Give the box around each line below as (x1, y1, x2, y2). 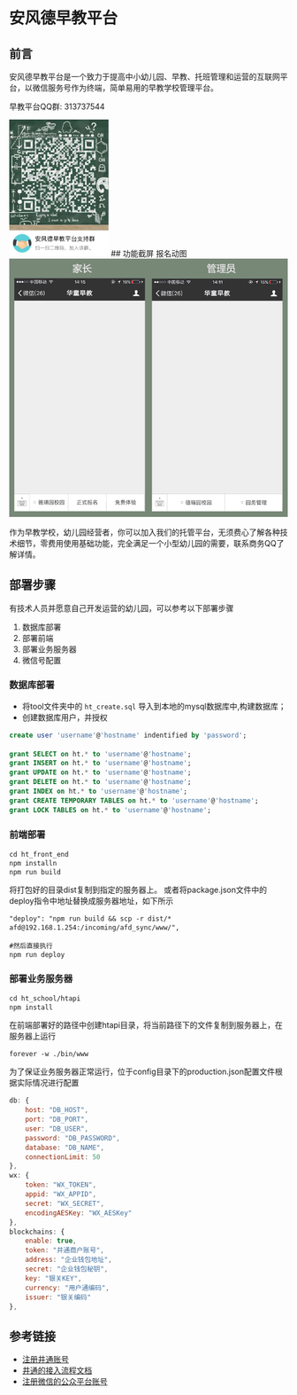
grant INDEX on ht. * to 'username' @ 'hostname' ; (9, 787, 188, 796)
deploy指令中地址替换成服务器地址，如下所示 (9, 896, 174, 905)
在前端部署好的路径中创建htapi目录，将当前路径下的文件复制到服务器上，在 (9, 1020, 283, 1031)
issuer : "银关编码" (25, 1292, 91, 1302)
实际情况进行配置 (16, 1078, 80, 1088)
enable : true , (25, 1236, 77, 1246)
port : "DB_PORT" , (25, 1115, 89, 1125)
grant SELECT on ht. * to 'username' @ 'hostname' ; (9, 749, 192, 758)
